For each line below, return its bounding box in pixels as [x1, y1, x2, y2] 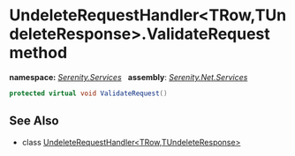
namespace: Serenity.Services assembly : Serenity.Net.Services [9, 71, 248, 82]
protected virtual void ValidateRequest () [9, 89, 168, 98]
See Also [9, 114, 59, 129]
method [9, 43, 68, 63]
